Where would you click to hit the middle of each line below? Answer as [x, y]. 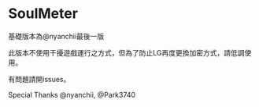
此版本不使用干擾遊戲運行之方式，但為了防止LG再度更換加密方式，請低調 [126, 52]
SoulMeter [43, 14]
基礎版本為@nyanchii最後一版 [56, 36]
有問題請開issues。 [39, 79]
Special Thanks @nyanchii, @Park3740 [72, 95]
